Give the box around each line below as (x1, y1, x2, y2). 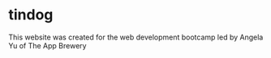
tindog (8, 6, 54, 24)
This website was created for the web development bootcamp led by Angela (8, 32, 264, 42)
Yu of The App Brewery (8, 40, 87, 50)
